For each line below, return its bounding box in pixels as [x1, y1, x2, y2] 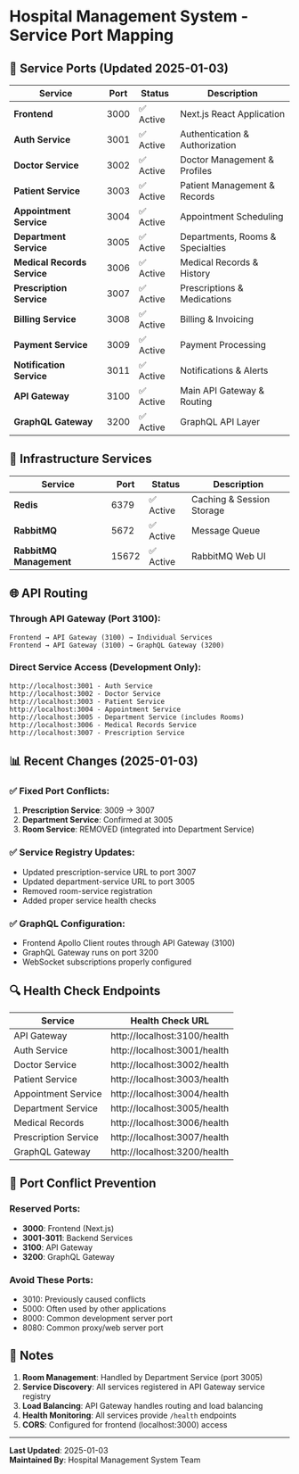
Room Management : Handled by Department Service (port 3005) [21, 1371, 263, 1382]
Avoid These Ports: [9, 1273, 93, 1286]
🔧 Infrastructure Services [9, 451, 153, 467]
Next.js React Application [179, 108, 286, 120]
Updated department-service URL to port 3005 [21, 876, 196, 887]
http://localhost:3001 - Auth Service [9, 681, 153, 691]
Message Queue [190, 524, 261, 536]
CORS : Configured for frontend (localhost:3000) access [21, 1419, 228, 1429]
